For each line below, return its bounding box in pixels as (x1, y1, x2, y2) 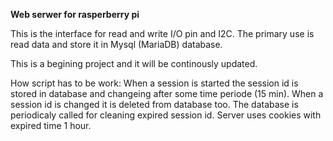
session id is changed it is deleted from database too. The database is (10, 99, 299, 110)
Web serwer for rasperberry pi (10, 9, 140, 20)
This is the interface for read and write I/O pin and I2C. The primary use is (10, 28, 315, 39)
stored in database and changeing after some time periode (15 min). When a (10, 88, 324, 99)
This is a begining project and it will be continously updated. (10, 58, 258, 69)
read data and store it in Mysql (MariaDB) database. (10, 39, 223, 50)
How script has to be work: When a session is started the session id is (10, 77, 299, 89)
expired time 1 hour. (10, 120, 92, 131)
